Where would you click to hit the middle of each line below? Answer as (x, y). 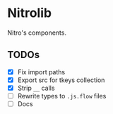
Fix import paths (41, 72)
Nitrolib (29, 13)
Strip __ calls (36, 88)
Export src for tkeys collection (61, 80)
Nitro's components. (37, 33)
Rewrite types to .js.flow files (62, 96)
